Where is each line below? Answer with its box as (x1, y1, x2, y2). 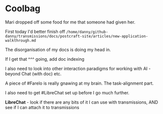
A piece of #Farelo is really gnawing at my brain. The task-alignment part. (5, 80, 154, 86)
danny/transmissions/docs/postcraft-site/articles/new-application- (5, 34, 148, 39)
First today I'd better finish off (5, 28, 65, 34)
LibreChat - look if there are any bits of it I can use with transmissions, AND (5, 99, 159, 105)
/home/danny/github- (66, 29, 109, 34)
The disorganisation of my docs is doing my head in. (5, 46, 111, 52)
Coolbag (5, 3, 41, 14)
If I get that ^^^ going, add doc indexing (5, 56, 84, 62)
